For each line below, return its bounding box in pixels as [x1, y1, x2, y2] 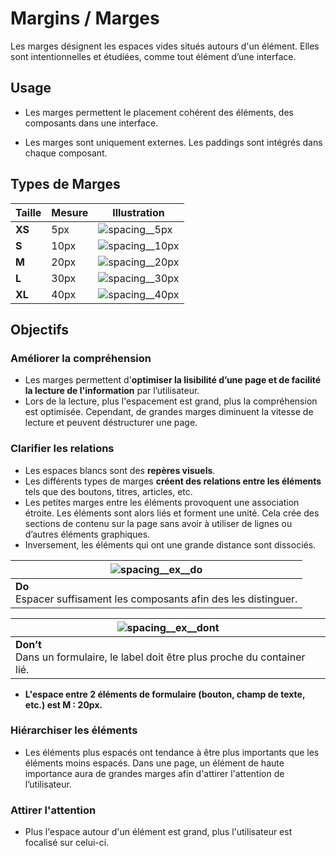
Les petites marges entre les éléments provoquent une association [24, 496, 300, 508]
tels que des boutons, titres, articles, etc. [24, 485, 193, 497]
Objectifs [10, 321, 70, 338]
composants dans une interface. [24, 117, 159, 129]
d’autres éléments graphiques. [24, 528, 151, 540]
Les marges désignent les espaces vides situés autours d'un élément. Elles [10, 40, 320, 52]
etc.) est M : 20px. [24, 698, 103, 711]
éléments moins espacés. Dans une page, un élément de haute [24, 757, 285, 769]
